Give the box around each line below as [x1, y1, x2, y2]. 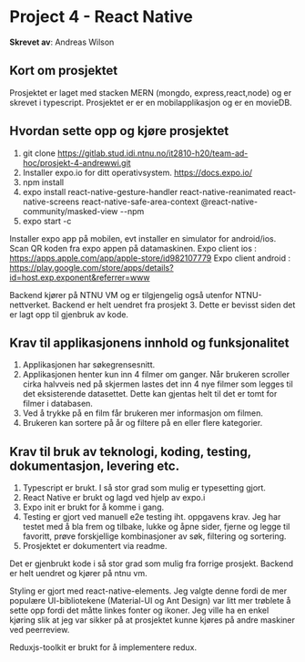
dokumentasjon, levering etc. [9, 458, 180, 473]
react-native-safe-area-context [81, 196, 199, 207]
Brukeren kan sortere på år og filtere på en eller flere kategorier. [22, 418, 263, 429]
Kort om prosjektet [9, 63, 118, 78]
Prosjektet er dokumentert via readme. [22, 541, 168, 552]
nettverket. [9, 299, 51, 310]
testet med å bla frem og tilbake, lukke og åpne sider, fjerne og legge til [22, 522, 290, 533]
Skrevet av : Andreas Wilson [9, 36, 115, 47]
